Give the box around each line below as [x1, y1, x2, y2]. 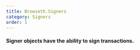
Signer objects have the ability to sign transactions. [6, 37, 135, 44]
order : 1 [6, 19, 28, 25]
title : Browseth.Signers [6, 8, 67, 15]
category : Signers [6, 14, 51, 20]
